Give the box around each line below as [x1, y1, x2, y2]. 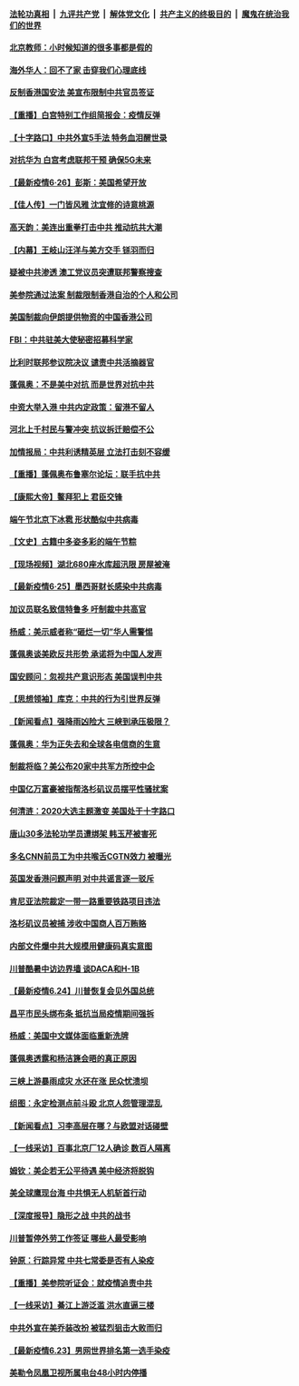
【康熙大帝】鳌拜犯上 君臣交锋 [9, 491, 123, 503]
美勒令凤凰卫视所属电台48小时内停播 [9, 1367, 148, 1379]
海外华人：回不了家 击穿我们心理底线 [9, 64, 147, 75]
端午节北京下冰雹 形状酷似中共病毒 [9, 514, 139, 525]
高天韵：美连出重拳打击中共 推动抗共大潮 [9, 221, 163, 232]
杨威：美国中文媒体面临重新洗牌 [9, 1030, 129, 1041]
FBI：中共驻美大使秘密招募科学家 [9, 334, 133, 345]
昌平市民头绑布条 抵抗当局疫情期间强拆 [9, 1008, 155, 1018]
